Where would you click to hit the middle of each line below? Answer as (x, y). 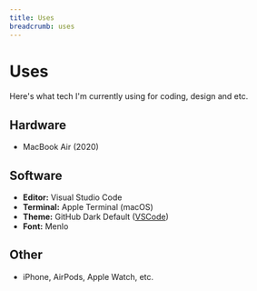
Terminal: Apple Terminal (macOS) (88, 207)
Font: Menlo (45, 226)
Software (36, 175)
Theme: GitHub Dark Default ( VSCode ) (96, 217)
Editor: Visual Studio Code (72, 197)
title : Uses (32, 18)
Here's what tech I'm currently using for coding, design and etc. (129, 96)
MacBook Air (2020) (61, 147)
